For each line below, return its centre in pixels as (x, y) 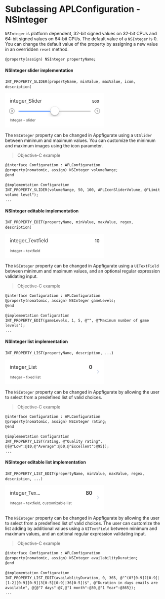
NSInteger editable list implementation (46, 462)
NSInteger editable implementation (42, 211)
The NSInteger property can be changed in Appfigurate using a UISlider (79, 135)
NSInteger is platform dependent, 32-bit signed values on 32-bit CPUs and (81, 33)
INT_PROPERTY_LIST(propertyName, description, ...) (59, 353)
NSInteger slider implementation (39, 70)
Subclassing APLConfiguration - (73, 9)
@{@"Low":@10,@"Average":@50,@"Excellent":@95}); (57, 446)
